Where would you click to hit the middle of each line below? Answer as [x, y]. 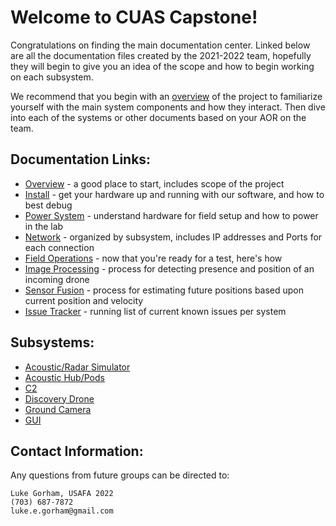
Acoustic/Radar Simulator [77, 367]
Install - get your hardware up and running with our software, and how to [174, 194]
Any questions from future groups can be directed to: [120, 475]
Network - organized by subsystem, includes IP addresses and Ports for [173, 237]
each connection [59, 247]
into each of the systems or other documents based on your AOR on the [158, 117]
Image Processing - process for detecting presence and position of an [169, 268]
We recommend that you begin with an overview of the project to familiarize [166, 96]
